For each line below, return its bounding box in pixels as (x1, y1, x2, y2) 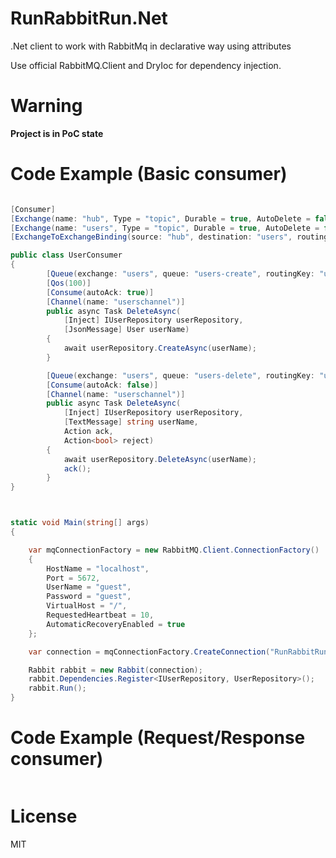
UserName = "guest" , (46, 582, 132, 592)
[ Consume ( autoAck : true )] (46, 287, 155, 297)
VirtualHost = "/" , (46, 601, 128, 611)
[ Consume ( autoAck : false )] (46, 380, 159, 390)
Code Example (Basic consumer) (10, 163, 288, 186)
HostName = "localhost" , (46, 563, 150, 574)
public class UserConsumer (10, 250, 123, 261)
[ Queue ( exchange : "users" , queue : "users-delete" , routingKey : (46, 370, 315, 381)
